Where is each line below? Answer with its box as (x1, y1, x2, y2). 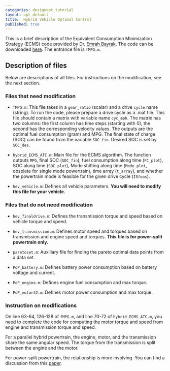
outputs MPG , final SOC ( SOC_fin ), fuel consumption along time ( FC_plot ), (12, 157, 163, 163)
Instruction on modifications (5, 302, 77, 309)
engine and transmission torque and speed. (5, 324, 96, 330)
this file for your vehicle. (12, 189, 65, 195)
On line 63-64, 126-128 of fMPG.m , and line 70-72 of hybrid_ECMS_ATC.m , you (5, 313, 162, 319)
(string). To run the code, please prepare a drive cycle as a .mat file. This (12, 110, 165, 116)
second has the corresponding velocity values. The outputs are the (12, 126, 153, 132)
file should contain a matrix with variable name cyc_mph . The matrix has (12, 115, 161, 121)
